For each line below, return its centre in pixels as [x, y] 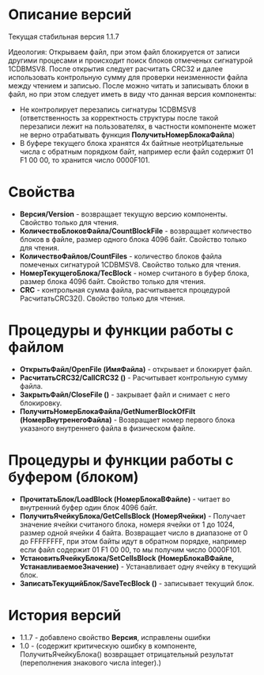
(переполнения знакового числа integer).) [91, 662]
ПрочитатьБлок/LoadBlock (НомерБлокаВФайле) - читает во [125, 499]
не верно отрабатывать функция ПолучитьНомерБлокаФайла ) [127, 134]
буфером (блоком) [74, 477]
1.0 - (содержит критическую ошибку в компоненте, [108, 646]
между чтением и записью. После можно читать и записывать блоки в [128, 86]
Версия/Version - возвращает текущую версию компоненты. [123, 214]
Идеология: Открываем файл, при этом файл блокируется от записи [124, 52]
